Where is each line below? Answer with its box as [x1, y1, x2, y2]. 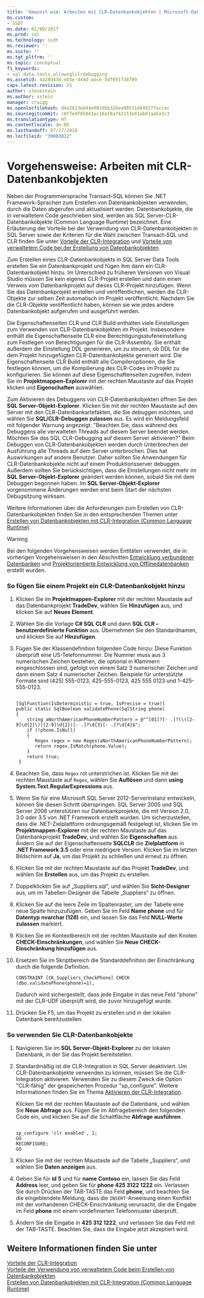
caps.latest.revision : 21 [7, 83, 72, 89]
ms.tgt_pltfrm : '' [7, 54, 53, 60]
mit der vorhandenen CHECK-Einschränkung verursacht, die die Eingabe [15, 1201, 197, 1208]
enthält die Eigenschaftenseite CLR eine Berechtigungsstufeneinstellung [7, 332, 187, 339]
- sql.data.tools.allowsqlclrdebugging [7, 71, 108, 77]
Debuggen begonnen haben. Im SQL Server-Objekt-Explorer [7, 479, 160, 487]
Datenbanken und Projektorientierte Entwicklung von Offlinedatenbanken [7, 560, 189, 567]
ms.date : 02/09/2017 [7, 26, 59, 32]
